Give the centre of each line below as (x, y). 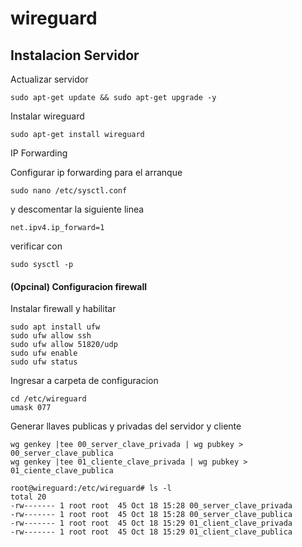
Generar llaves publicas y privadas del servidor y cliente (126, 426)
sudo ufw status (44, 362)
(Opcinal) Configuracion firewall (78, 286)
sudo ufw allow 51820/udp (64, 345)
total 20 (28, 497)
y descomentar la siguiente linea (77, 209)
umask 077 (31, 408)
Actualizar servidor (49, 79)
